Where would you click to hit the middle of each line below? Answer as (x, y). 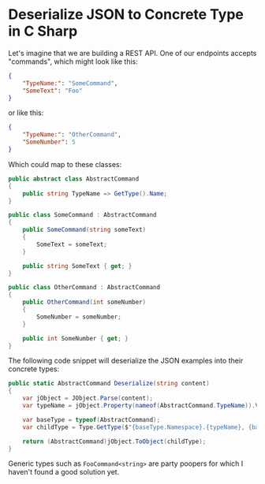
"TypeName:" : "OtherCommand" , (72, 135)
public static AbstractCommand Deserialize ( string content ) (109, 384)
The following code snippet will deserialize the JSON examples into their (126, 361)
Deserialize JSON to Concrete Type (126, 15)
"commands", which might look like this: (73, 61)
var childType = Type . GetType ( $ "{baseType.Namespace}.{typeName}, (134, 427)
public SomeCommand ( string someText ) (84, 230)
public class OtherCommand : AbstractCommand (84, 288)
